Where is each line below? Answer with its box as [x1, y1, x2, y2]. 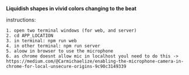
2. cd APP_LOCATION [6, 33, 54, 39]
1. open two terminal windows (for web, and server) [6, 28, 137, 33]
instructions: [6, 16, 36, 23]
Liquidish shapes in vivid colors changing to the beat [6, 5, 137, 12]
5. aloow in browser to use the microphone [6, 48, 114, 54]
